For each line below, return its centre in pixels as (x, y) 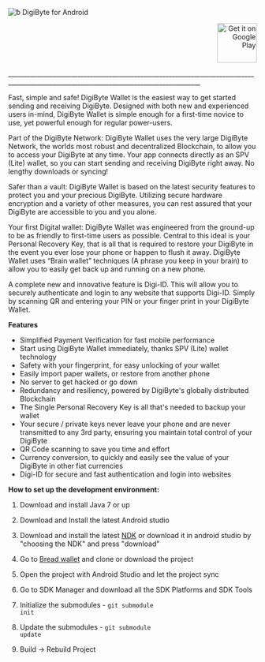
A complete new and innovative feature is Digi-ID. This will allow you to (123, 284)
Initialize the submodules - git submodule (86, 605)
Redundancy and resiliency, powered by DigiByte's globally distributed (134, 390)
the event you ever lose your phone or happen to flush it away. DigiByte (124, 252)
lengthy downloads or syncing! (58, 171)
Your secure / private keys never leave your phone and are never (125, 424)
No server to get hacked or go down (78, 382)
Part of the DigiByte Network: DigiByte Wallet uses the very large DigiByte (128, 138)
